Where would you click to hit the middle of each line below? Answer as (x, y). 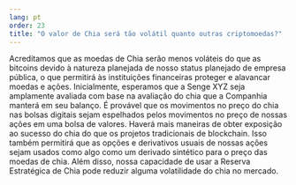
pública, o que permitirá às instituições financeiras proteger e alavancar (140, 78)
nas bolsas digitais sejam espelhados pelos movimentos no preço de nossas (148, 115)
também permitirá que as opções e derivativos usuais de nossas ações (138, 143)
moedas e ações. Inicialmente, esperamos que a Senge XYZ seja (127, 87)
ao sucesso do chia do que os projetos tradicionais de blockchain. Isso (138, 134)
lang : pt (25, 17)
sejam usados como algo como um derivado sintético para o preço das (138, 152)
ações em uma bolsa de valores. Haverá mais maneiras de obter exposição (146, 124)
